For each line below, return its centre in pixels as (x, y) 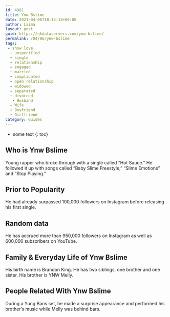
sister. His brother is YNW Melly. (39, 275)
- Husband (23, 100)
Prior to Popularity (35, 189)
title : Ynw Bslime (25, 15)
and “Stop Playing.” (26, 173)
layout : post (19, 29)
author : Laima (20, 24)
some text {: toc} (30, 134)
